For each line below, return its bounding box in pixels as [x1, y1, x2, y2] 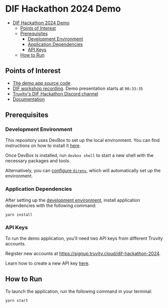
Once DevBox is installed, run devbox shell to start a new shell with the [5, 152, 154, 159]
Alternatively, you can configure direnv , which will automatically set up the [5, 168, 161, 174]
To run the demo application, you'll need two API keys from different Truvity [5, 235, 163, 241]
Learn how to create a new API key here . [5, 261, 90, 267]
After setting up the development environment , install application [5, 197, 140, 203]
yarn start [5, 298, 28, 303]
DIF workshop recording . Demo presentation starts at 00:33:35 [12, 85, 143, 91]
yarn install [5, 212, 33, 217]
